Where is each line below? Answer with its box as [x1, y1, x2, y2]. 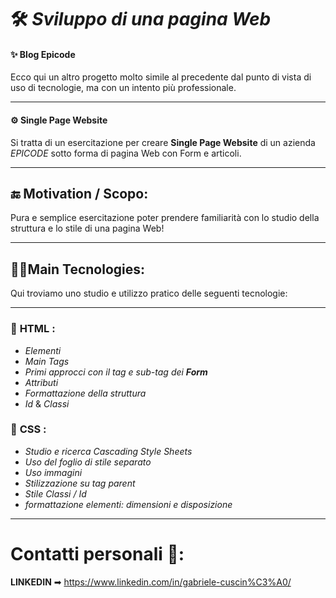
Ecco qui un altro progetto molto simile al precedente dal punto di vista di [10, 71, 312, 83]
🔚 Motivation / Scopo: [10, 185, 149, 202]
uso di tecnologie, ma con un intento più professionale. [10, 82, 237, 94]
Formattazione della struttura [24, 387, 147, 399]
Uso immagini [24, 466, 83, 478]
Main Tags [24, 355, 70, 367]
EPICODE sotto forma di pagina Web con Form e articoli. [10, 147, 242, 159]
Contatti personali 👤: [10, 543, 185, 565]
